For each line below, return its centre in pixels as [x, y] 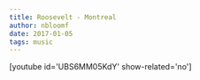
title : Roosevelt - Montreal [63, 17]
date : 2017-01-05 [41, 33]
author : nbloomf [39, 25]
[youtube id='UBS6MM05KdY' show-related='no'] [100, 67]
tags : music [31, 42]
